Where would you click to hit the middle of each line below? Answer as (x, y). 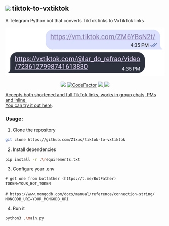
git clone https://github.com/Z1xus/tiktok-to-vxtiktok (65, 140)
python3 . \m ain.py (25, 218)
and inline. (16, 100)
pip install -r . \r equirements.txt (43, 159)
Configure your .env (33, 169)
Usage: (14, 119)
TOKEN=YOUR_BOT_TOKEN (28, 184)
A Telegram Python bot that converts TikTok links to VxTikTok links (75, 20)
